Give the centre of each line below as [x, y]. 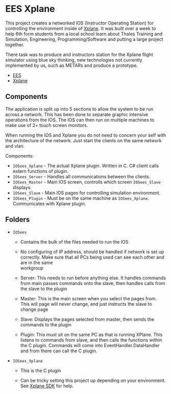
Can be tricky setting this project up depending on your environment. [93, 380]
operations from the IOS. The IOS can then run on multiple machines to [80, 120]
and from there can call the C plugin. [59, 351]
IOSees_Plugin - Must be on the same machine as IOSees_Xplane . [81, 198]
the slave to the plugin [44, 288]
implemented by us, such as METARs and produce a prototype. [72, 65]
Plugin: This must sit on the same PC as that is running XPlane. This [91, 334]
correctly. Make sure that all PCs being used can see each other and [92, 257]
